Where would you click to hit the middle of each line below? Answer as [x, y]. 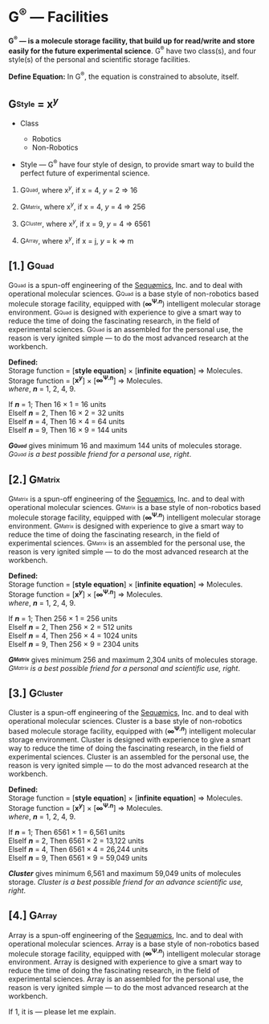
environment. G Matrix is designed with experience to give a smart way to [126, 526]
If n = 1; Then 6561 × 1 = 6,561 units [67, 832]
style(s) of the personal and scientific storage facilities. [99, 59]
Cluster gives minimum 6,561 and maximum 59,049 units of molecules [125, 873]
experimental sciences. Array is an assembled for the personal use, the [126, 979]
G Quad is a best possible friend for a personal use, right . [100, 454]
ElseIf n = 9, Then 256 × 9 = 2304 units [73, 644]
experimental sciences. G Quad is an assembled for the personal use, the [126, 329]
